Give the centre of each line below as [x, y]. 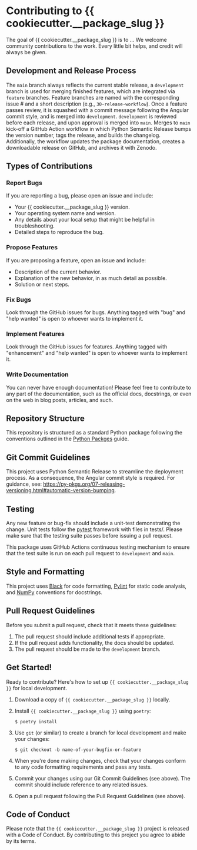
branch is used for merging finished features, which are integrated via [91, 91]
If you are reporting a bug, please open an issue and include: [80, 196]
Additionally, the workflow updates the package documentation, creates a [96, 141]
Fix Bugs [19, 299]
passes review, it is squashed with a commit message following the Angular [98, 110]
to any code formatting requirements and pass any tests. [83, 767]
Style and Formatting [46, 572]
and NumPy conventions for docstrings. [54, 592]
